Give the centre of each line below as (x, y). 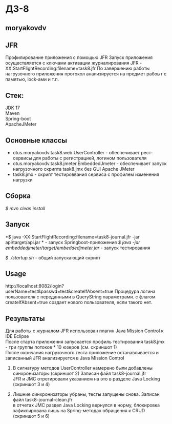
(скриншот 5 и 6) (31, 416)
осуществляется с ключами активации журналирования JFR (72, 63)
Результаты (25, 318)
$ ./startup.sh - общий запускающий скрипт (53, 257)
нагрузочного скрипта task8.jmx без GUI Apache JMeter (73, 169)
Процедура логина (135, 291)
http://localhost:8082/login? (35, 286)
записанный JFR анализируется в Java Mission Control (65, 358)
